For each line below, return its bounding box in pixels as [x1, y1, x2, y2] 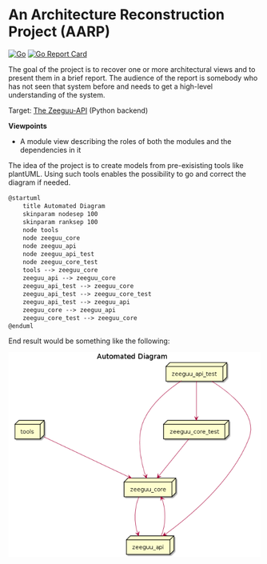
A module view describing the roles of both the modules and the [19, 136, 232, 146]
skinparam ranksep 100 [22, 218, 98, 226]
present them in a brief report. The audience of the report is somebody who [8, 73, 258, 82]
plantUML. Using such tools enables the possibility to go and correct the [8, 169, 246, 178]
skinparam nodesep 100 [22, 210, 98, 218]
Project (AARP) [8, 22, 110, 41]
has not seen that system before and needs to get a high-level [8, 82, 213, 91]
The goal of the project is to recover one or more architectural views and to [8, 64, 256, 74]
